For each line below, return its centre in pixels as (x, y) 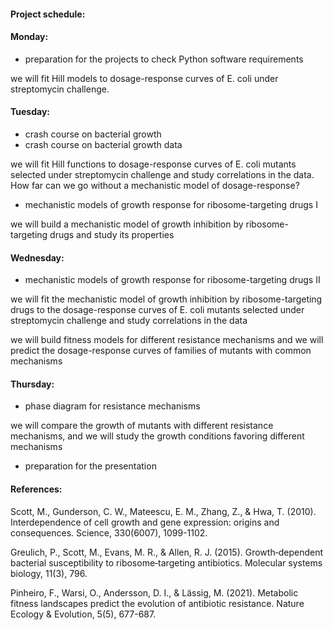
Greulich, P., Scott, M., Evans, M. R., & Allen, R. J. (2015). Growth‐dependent (167, 552)
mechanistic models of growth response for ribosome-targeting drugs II (172, 280)
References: (36, 489)
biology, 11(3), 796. (49, 573)
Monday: (29, 37)
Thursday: (32, 384)
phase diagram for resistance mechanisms (112, 406)
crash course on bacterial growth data (103, 144)
